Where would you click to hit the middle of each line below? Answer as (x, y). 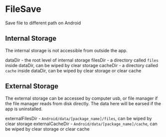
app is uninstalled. (24, 109)
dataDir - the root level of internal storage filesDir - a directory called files (82, 60)
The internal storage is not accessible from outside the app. (67, 50)
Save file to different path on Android (43, 23)
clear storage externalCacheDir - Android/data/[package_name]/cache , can (82, 124)
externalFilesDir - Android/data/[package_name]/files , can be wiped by (79, 118)
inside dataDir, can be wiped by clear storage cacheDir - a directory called (82, 65)
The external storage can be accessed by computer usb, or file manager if (82, 98)
